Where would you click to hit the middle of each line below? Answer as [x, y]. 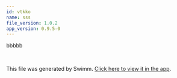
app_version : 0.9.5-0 [33, 28]
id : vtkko [19, 12]
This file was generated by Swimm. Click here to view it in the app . [89, 69]
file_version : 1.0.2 [32, 23]
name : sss [19, 17]
